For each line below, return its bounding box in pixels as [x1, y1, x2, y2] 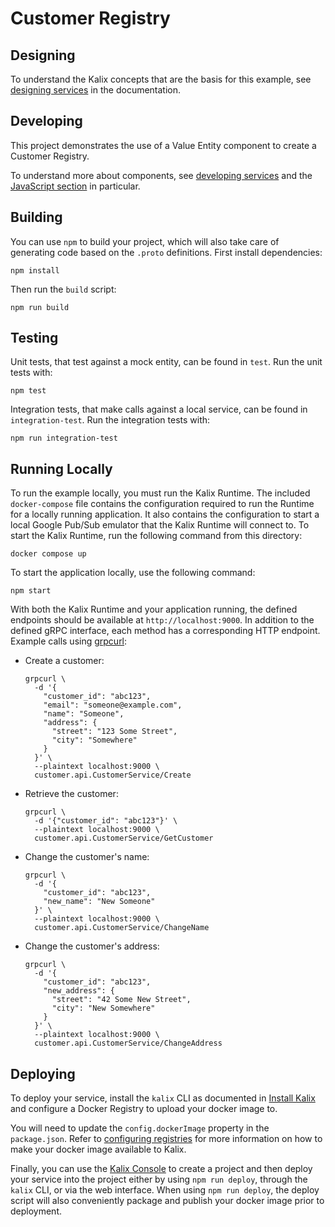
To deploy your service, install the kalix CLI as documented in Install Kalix [10, 1092, 316, 1104]
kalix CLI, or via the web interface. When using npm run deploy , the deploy [10, 1184, 320, 1196]
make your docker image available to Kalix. [10, 1143, 187, 1156]
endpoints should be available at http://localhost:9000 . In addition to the [10, 614, 315, 626]
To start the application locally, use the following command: [10, 567, 256, 579]
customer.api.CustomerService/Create [34, 770, 192, 781]
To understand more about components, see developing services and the [10, 169, 313, 181]
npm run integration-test [10, 433, 118, 444]
